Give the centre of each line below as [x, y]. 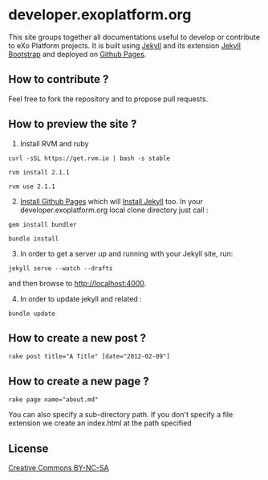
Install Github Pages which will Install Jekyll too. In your [111, 201]
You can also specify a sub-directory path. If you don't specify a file [121, 415]
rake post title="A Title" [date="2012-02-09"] [89, 357]
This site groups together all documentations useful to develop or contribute [134, 37]
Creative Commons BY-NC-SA [59, 468]
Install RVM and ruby [54, 143]
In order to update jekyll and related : [81, 298]
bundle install [34, 239]
